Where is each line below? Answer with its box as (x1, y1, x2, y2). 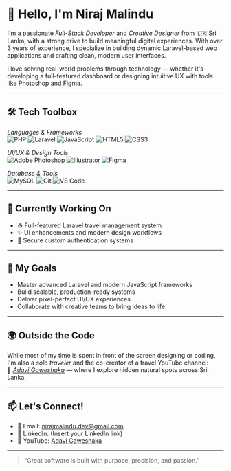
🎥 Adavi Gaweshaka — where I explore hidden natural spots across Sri (7, 366, 208, 374)
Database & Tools (7, 169, 58, 177)
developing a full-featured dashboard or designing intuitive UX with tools (7, 71, 213, 80)
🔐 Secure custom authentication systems (16, 236, 134, 244)
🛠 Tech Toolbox (7, 106, 78, 118)
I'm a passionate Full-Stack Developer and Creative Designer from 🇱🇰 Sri (7, 29, 217, 37)
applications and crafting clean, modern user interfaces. (7, 51, 166, 59)
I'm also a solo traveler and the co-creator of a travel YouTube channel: (7, 358, 208, 367)
